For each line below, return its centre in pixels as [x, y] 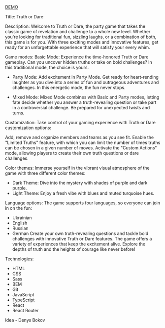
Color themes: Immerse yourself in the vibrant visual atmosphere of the [77, 168]
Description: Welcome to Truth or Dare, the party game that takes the [75, 26]
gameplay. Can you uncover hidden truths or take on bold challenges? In [79, 62]
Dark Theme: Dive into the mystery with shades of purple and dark [80, 183]
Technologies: [19, 259]
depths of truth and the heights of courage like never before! [74, 249]
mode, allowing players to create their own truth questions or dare [72, 153]
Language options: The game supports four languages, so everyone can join [82, 203]
